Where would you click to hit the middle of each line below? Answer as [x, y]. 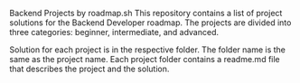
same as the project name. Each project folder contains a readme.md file [145, 59]
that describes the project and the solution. [89, 69]
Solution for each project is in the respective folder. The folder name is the [148, 50]
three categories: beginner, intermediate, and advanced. [114, 32]
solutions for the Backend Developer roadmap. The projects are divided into [150, 23]
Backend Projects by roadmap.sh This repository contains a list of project [146, 13]
